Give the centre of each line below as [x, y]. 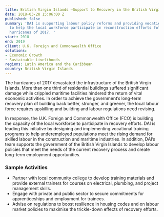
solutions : [16, 50]
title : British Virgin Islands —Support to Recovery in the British [76, 10]
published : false [23, 19]
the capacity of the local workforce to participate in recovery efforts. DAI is [80, 123]
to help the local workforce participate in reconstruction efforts [81, 28]
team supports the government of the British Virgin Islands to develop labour [82, 144]
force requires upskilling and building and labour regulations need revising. [80, 109]
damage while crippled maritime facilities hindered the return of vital [74, 93]
